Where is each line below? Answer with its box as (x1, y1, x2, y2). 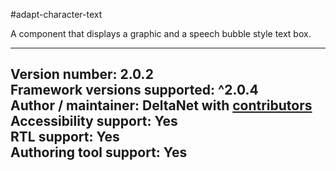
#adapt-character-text (10, 9, 103, 20)
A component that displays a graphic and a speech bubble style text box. (10, 28, 312, 39)
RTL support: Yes (10, 129, 120, 146)
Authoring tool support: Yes (10, 144, 188, 161)
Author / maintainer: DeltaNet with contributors (10, 97, 313, 114)
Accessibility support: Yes (10, 113, 178, 130)
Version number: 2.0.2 (10, 66, 154, 83)
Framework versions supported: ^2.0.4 (10, 82, 259, 99)
